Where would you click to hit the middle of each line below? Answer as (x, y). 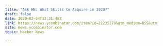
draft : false (18, 14)
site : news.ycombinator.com (33, 28)
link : (10, 23)
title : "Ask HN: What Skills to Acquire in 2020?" (57, 9)
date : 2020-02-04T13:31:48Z (33, 18)
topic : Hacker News (25, 32)
